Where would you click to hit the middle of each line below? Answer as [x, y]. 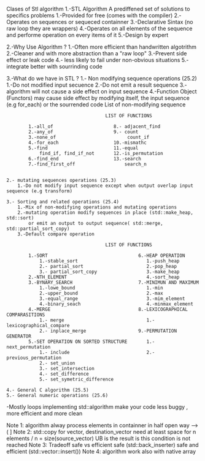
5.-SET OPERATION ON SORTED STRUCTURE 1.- [92, 342]
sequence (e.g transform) [39, 191]
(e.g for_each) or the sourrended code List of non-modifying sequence [96, 104]
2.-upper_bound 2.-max [101, 293]
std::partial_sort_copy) [38, 229]
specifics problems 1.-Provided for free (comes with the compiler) [90, 15]
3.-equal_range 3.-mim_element [112, 299]
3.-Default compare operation [56, 234]
